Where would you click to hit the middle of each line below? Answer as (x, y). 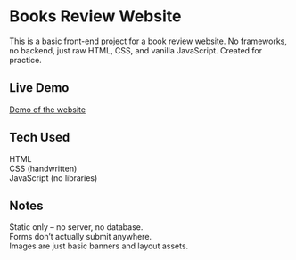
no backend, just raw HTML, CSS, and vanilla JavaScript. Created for (136, 50)
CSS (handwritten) (43, 168)
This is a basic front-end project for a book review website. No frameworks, (148, 41)
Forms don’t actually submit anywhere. (81, 237)
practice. (25, 60)
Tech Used (40, 138)
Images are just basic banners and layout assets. (99, 246)
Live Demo (39, 88)
